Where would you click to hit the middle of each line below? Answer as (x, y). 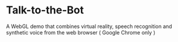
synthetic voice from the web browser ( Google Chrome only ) (81, 32)
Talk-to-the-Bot (45, 10)
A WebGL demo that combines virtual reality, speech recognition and (89, 26)
